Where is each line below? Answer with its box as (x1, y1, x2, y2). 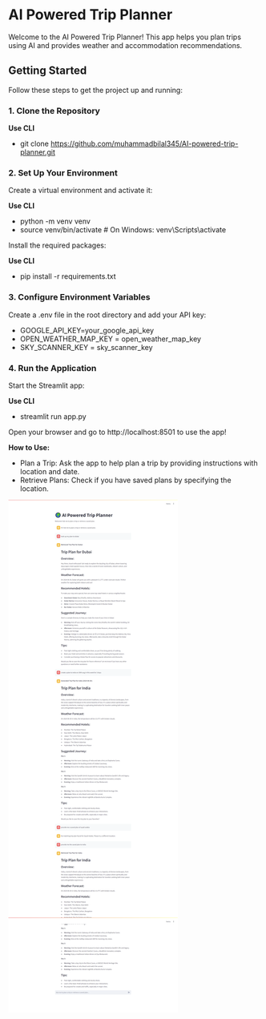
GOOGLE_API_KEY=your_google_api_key (19, 325, 155, 335)
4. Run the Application (8, 362, 97, 373)
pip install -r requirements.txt (19, 272, 116, 281)
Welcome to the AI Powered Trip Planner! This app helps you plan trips (8, 32, 242, 42)
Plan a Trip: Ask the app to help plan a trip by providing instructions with (19, 458, 258, 468)
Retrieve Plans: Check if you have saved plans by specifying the (19, 475, 232, 485)
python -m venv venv (19, 216, 91, 226)
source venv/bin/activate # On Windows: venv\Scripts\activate (19, 225, 227, 235)
